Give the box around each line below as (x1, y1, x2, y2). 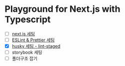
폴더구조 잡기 (11, 56, 38, 62)
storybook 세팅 (11, 49, 43, 55)
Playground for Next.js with (4, 3, 121, 15)
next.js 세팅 (11, 31, 35, 36)
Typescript (4, 14, 51, 25)
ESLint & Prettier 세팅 (11, 37, 55, 43)
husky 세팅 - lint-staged (11, 43, 61, 49)
